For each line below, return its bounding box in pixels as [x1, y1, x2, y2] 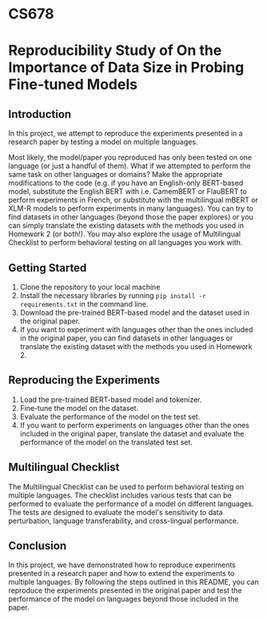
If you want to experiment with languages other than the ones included [19, 325, 253, 334]
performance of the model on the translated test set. [19, 437, 193, 447]
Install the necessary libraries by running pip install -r [19, 291, 206, 300]
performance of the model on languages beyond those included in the [8, 594, 239, 604]
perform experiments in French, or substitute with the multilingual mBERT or [8, 195, 258, 205]
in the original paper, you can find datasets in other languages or [19, 333, 233, 343]
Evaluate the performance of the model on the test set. [19, 412, 201, 421]
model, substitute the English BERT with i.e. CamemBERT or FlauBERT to [8, 187, 248, 196]
